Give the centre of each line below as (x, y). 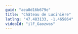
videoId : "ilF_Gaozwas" (30, 24)
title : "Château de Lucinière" (38, 14)
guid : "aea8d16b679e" (28, 10)
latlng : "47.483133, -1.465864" (39, 19)
